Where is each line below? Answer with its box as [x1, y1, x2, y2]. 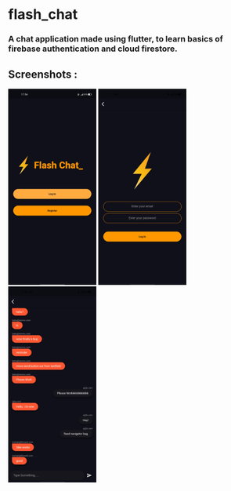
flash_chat [8, 5, 78, 24]
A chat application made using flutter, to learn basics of [8, 34, 223, 45]
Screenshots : [8, 67, 78, 81]
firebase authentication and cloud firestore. [8, 43, 178, 54]
